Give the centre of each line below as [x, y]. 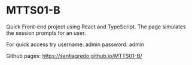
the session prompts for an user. [46, 32]
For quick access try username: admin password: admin [75, 44]
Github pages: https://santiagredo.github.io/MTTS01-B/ [74, 56]
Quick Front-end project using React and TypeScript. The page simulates [96, 27]
